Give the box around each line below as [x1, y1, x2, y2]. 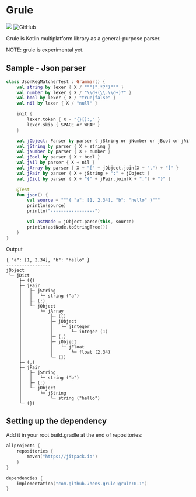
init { [16, 111, 33, 117]
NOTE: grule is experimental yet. [6, 46, 84, 53]
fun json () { [16, 192, 48, 198]
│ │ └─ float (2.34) [19, 349, 111, 355]
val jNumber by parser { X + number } [16, 149, 111, 155]
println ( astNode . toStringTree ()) [27, 224, 108, 230]
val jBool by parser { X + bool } [16, 154, 100, 160]
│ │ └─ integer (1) [19, 329, 108, 334]
